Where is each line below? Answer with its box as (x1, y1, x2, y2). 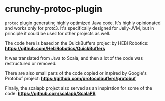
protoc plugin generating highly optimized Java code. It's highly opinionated (5, 20, 161, 26)
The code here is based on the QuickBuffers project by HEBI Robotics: (5, 40, 149, 46)
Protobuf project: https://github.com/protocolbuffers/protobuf (5, 75, 136, 81)
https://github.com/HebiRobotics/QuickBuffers (5, 45, 105, 51)
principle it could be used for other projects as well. (5, 30, 110, 36)
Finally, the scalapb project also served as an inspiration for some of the (5, 85, 152, 91)
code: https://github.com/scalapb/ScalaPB (5, 90, 96, 96)
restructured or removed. (5, 60, 56, 66)
